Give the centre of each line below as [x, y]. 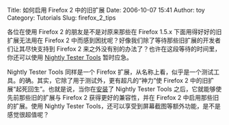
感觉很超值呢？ [28, 114]
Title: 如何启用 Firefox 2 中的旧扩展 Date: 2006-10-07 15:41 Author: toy [106, 10]
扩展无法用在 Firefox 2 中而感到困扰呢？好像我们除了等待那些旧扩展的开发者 [114, 40]
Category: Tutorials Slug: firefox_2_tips [62, 18]
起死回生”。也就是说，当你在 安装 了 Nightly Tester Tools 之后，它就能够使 [119, 89]
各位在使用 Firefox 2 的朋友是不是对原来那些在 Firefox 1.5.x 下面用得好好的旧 [114, 32]
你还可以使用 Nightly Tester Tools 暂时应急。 [70, 57]
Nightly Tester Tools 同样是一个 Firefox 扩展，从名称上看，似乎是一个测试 [110, 72]
